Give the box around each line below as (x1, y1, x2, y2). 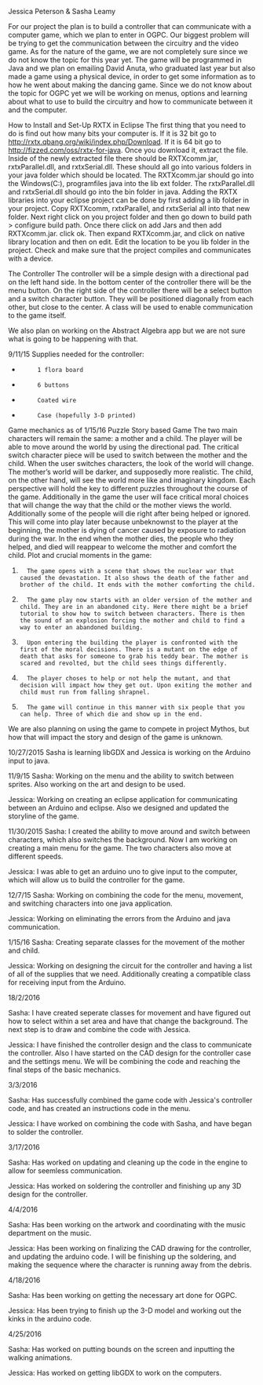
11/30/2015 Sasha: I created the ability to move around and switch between (8, 827, 250, 836)
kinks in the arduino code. (8, 1314, 92, 1323)
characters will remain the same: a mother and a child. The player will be (8, 434, 243, 443)
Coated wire (37, 396, 77, 404)
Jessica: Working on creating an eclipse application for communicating (8, 795, 238, 804)
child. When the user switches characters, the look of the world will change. (8, 459, 254, 468)
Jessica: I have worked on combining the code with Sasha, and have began (8, 1119, 253, 1128)
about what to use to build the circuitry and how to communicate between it (8, 97, 253, 106)
